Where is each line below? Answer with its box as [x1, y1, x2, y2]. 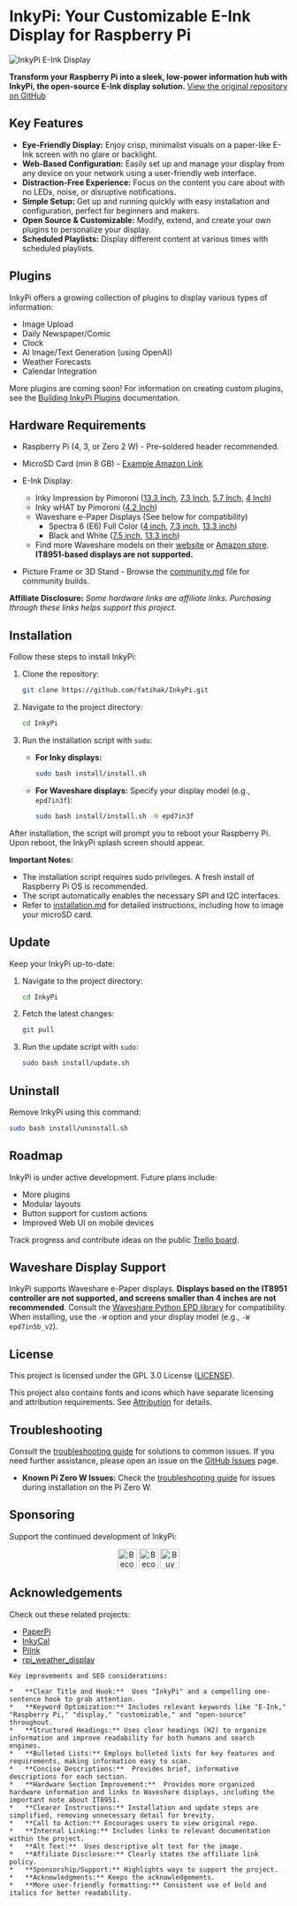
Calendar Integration [21, 366, 97, 376]
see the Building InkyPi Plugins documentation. [9, 392, 180, 403]
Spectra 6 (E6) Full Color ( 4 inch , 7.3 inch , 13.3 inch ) [48, 521, 238, 532]
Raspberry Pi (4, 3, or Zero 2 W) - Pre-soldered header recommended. [21, 441, 280, 452]
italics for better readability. [9, 1888, 133, 1897]
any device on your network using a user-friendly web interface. [21, 167, 256, 178]
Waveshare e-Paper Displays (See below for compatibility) [34, 512, 248, 522]
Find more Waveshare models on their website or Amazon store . [34, 540, 270, 551]
